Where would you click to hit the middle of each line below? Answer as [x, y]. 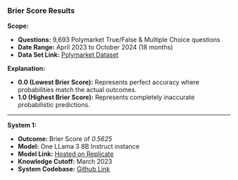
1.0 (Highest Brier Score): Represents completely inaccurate [106, 97]
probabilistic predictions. [54, 105]
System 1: [22, 125]
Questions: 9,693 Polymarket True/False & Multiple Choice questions [119, 40]
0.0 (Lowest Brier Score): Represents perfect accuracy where [108, 82]
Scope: [18, 26]
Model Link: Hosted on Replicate [66, 154]
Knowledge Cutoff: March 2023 [65, 162]
